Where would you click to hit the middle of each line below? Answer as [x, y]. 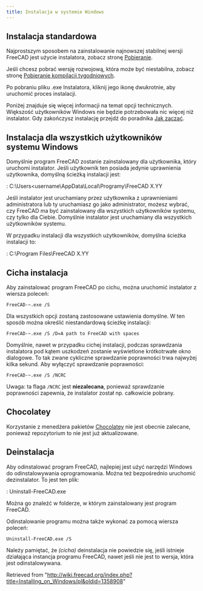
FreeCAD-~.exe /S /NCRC [36, 376]
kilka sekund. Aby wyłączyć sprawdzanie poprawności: [75, 364]
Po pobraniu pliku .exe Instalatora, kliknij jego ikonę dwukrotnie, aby [91, 87]
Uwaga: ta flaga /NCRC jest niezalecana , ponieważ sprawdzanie [85, 387]
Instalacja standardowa [52, 37]
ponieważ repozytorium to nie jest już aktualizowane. [73, 433]
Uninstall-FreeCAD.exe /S [39, 539]
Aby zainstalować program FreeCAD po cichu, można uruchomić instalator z [101, 287]
